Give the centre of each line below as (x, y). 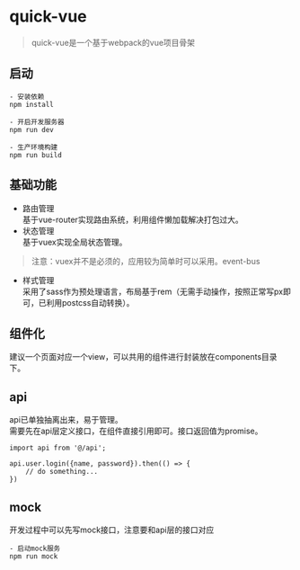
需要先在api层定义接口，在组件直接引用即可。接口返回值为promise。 (136, 431)
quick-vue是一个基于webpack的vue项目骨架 (113, 42)
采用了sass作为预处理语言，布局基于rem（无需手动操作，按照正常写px (153, 291)
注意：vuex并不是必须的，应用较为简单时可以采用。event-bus (146, 261)
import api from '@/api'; (57, 448)
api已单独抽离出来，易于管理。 (66, 420)
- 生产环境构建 (34, 147)
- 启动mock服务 (35, 548)
